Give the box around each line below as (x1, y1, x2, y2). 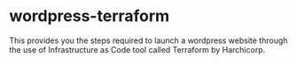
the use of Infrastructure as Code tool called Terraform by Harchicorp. (9, 44, 266, 54)
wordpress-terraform (9, 6, 170, 26)
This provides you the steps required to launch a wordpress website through (9, 35, 288, 46)
